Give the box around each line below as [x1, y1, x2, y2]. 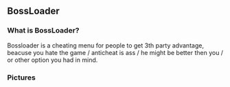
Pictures [7, 73, 36, 82]
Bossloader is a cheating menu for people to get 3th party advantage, [7, 41, 205, 50]
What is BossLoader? [7, 26, 80, 35]
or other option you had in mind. [7, 56, 98, 64]
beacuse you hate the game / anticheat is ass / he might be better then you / [7, 48, 224, 56]
